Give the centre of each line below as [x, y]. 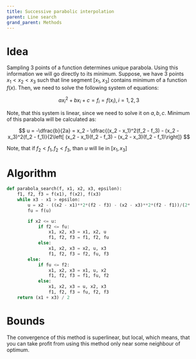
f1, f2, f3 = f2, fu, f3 [79, 254]
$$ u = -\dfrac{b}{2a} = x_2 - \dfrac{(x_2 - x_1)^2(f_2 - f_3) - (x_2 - [99, 130]
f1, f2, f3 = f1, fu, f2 [79, 276]
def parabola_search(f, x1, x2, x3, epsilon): [64, 189]
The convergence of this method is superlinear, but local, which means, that [98, 337]
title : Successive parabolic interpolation [61, 11]
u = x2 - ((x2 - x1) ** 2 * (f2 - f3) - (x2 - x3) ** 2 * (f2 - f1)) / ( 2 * [109, 205]
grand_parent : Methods [34, 22]
